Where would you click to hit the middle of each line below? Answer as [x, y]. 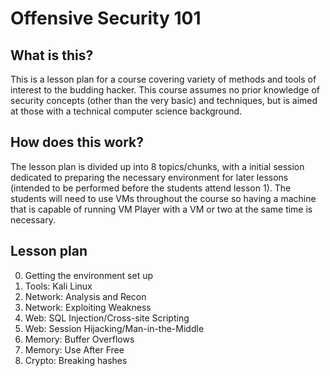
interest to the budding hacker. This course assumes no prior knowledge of [165, 90]
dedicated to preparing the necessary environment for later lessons [149, 177]
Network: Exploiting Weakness [88, 307]
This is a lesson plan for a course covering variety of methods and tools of [163, 79]
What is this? [52, 55]
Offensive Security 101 [106, 18]
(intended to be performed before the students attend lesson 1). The [151, 188]
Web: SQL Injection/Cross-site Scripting [107, 318]
